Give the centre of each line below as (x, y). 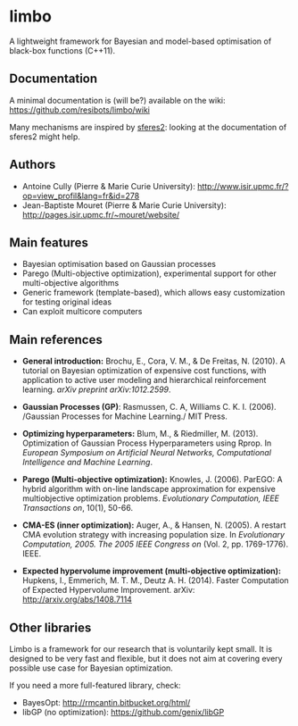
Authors (33, 165)
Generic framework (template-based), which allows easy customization (153, 293)
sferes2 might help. (45, 137)
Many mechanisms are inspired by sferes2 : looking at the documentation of (148, 127)
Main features (49, 242)
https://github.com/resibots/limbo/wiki (79, 110)
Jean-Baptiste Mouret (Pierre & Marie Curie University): (124, 205)
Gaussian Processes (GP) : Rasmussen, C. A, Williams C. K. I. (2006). (149, 407)
